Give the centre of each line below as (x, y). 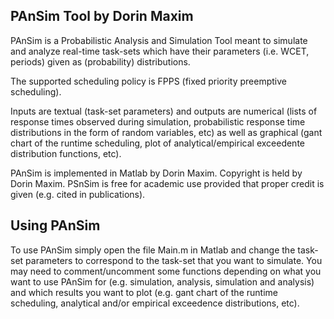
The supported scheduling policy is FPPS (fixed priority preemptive (148, 81)
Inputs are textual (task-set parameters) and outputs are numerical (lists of (164, 111)
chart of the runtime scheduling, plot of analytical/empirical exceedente (157, 143)
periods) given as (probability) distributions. (100, 61)
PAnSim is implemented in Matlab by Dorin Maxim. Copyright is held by (156, 173)
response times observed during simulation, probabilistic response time (158, 121)
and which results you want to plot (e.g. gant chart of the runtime (144, 292)
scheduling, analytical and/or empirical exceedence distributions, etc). (155, 303)
